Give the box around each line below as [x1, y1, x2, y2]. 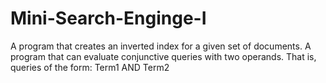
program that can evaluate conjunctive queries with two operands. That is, [10, 50, 317, 62]
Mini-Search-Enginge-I [10, 7, 207, 30]
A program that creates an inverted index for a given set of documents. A [10, 40, 312, 52]
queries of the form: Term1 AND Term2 [10, 61, 170, 73]
